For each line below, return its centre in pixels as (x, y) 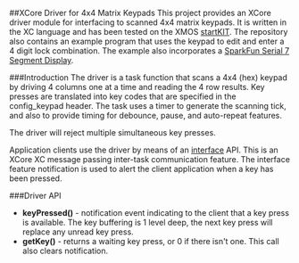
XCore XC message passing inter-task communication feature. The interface (149, 159)
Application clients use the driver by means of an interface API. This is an (144, 150)
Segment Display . (42, 60)
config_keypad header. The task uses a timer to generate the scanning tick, (148, 106)
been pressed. (36, 178)
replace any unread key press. (78, 232)
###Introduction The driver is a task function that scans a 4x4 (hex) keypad (149, 78)
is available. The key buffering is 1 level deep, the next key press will (147, 222)
